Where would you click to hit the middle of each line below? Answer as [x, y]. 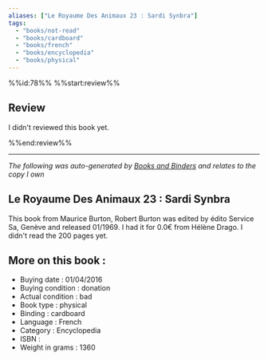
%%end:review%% [40, 142]
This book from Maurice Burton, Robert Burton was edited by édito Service [131, 218]
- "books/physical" [48, 61]
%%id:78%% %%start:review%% [64, 83]
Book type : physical [53, 305]
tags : [17, 23]
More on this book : [57, 260]
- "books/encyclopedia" [55, 53]
